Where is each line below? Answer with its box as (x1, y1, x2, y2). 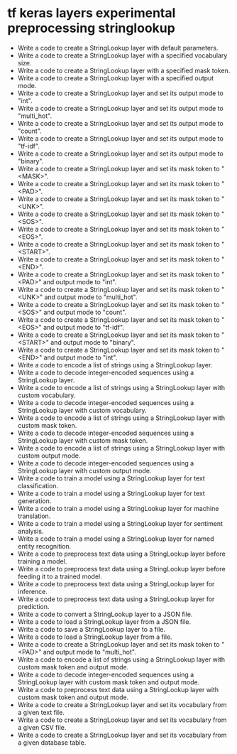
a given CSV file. (17, 723, 67, 731)
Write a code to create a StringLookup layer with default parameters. (17, 43, 219, 52)
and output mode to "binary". (50, 338, 136, 346)
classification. (17, 481, 59, 490)
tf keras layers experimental (7, 5, 176, 21)
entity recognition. (17, 542, 72, 550)
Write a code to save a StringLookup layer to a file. (17, 625, 165, 633)
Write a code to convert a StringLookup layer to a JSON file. (17, 610, 193, 618)
